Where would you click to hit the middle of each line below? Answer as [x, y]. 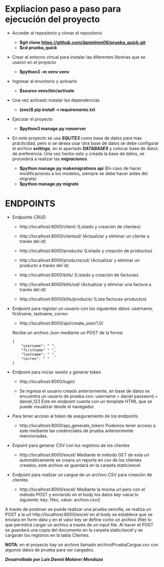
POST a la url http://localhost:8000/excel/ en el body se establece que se [79, 514]
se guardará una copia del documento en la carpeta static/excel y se [74, 530]
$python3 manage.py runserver [53, 129]
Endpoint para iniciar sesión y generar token [57, 372]
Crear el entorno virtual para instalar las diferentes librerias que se [79, 57]
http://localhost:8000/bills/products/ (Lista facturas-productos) [83, 299]
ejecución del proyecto [52, 19]
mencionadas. [34, 436]
